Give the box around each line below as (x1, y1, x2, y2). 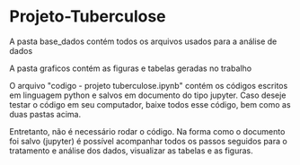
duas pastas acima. (9, 109, 82, 119)
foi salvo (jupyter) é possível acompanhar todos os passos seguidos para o (9, 135, 287, 146)
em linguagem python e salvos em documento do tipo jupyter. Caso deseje (9, 90, 287, 100)
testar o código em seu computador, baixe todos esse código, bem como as (9, 99, 291, 109)
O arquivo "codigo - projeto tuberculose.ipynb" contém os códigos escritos (9, 80, 288, 91)
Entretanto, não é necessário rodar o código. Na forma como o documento (9, 126, 286, 136)
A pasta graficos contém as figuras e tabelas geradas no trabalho (9, 63, 252, 74)
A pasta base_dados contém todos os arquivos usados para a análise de (9, 36, 278, 47)
